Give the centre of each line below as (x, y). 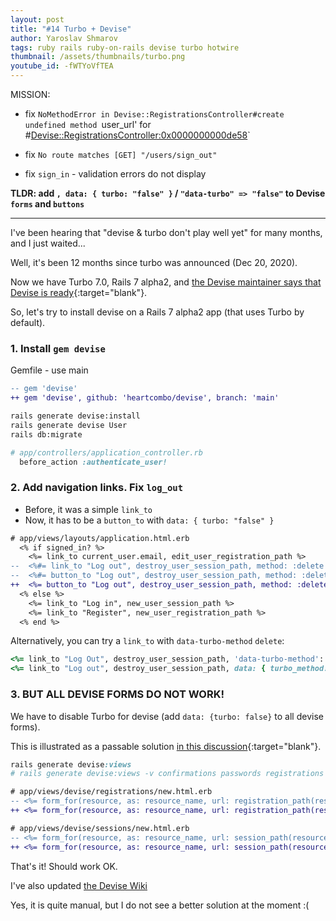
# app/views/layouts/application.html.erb (100, 538)
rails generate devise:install (75, 416)
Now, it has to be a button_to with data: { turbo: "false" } (149, 520)
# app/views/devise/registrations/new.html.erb (111, 792)
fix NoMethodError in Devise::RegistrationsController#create (154, 114)
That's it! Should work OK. (64, 866)
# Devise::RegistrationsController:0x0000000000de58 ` (137, 135)
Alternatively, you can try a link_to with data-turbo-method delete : (147, 641)
